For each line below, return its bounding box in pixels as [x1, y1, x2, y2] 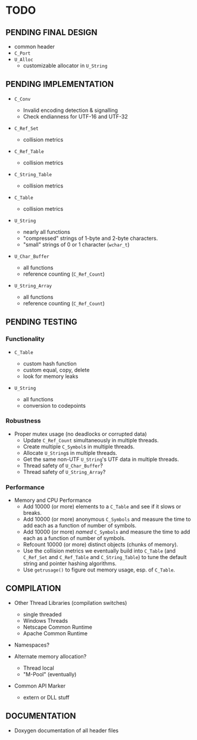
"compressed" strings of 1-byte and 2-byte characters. [23, 235, 158, 242]
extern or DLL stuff [23, 694, 70, 701]
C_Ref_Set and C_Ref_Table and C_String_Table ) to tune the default [23, 554, 187, 561]
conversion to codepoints [23, 402, 86, 409]
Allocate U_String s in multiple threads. [23, 449, 117, 456]
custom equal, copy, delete [23, 366, 90, 373]
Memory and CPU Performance [14, 497, 92, 504]
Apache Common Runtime [23, 629, 87, 637]
